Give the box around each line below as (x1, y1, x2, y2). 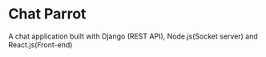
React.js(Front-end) (8, 39, 73, 49)
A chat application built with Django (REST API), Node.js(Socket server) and (8, 31, 258, 41)
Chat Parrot (8, 5, 87, 23)
